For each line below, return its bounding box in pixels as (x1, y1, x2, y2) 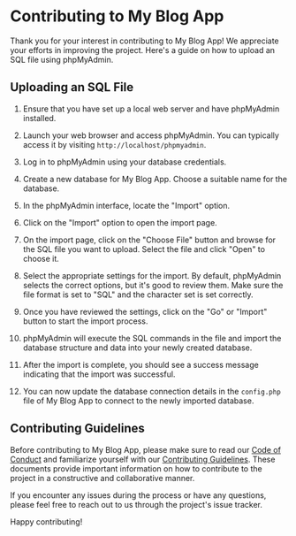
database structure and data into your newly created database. (22, 342, 253, 353)
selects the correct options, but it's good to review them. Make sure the (22, 279, 284, 290)
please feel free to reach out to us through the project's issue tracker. (10, 499, 263, 509)
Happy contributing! (10, 516, 83, 527)
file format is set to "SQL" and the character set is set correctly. (22, 289, 254, 300)
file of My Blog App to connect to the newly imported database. (22, 395, 254, 406)
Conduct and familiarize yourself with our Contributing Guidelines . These (10, 454, 276, 464)
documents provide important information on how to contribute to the (10, 463, 263, 474)
